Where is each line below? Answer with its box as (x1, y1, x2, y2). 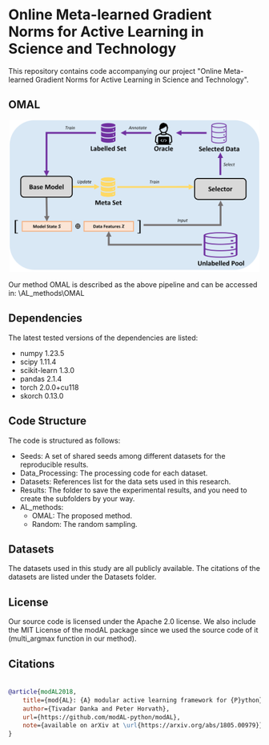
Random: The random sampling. (31, 519, 138, 528)
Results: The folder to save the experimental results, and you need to (19, 485, 247, 495)
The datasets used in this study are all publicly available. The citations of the (8, 564, 260, 573)
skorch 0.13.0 (19, 391, 64, 400)
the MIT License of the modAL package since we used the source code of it (8, 626, 259, 635)
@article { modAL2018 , (8, 687, 78, 695)
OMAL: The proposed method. (31, 511, 133, 520)
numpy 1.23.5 (19, 348, 65, 358)
